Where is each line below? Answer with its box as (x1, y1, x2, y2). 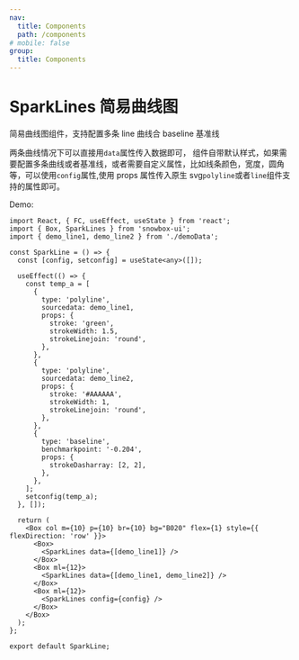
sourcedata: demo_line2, (41, 374, 135, 383)
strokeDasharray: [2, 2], (48, 460, 146, 469)
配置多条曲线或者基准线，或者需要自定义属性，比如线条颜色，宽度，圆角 (16, 158, 285, 169)
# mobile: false (9, 38, 70, 48)
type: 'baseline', (41, 437, 110, 446)
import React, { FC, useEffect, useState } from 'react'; (9, 216, 231, 225)
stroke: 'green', (48, 319, 115, 328)
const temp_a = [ (25, 279, 91, 288)
